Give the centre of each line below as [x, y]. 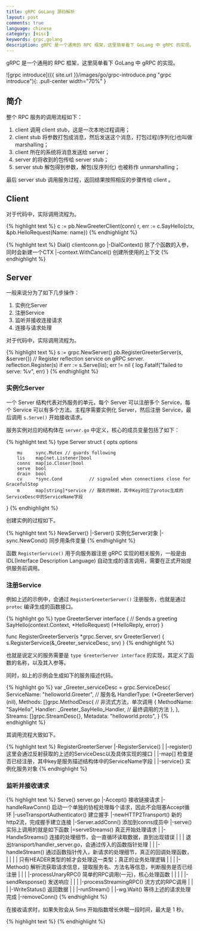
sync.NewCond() [27, 540]
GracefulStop [22, 484]
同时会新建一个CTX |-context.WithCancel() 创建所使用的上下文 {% [87, 252]
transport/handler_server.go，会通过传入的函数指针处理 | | [83, 845]
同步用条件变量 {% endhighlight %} [93, 540]
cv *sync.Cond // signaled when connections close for [104, 479]
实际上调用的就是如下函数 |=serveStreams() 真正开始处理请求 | [83, 830]
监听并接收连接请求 [39, 320]
